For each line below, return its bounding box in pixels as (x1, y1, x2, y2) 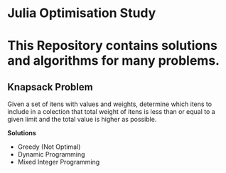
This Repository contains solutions (7, 38, 218, 54)
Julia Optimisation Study (7, 5, 156, 21)
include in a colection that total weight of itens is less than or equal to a (7, 108, 215, 116)
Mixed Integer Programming (17, 158, 100, 167)
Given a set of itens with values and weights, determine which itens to (7, 100, 212, 108)
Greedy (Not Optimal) (17, 142, 81, 151)
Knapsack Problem (7, 80, 94, 93)
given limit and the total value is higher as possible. (7, 115, 157, 124)
